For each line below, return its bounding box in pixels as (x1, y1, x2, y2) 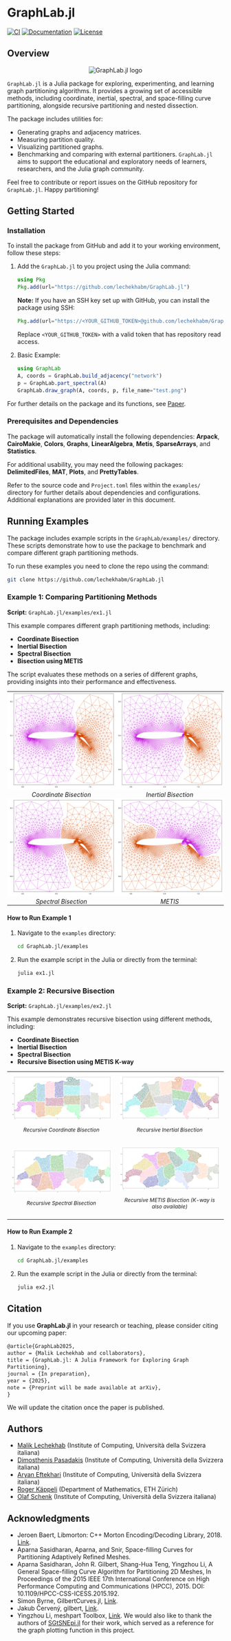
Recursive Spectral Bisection (26, 1200, 96, 1207)
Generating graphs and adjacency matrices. (16, 128, 142, 136)
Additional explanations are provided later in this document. (7, 495, 176, 504)
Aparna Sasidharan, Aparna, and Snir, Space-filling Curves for (16, 1546, 193, 1554)
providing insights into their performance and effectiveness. (7, 677, 177, 685)
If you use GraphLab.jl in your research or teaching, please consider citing (7, 1321, 219, 1329)
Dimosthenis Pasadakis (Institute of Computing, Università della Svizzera (16, 1456, 223, 1464)
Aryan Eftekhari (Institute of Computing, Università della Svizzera (16, 1471, 201, 1479)
